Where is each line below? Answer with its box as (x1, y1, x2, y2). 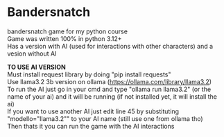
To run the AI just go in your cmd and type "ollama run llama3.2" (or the (7, 85, 212, 93)
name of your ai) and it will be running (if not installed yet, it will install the (7, 92, 217, 101)
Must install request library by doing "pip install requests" (7, 70, 171, 79)
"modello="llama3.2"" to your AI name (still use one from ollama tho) (7, 114, 203, 122)
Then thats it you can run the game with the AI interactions (7, 122, 175, 130)
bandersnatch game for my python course (7, 27, 128, 35)
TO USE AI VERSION (7, 63, 66, 71)
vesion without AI (7, 49, 57, 58)
